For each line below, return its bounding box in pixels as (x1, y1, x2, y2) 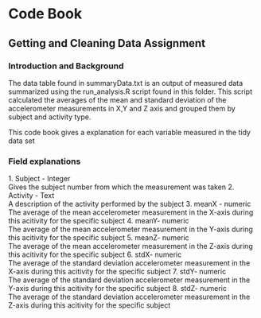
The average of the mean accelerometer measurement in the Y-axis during (8, 224, 253, 235)
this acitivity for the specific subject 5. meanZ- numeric (8, 233, 189, 242)
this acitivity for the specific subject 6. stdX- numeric (8, 250, 182, 259)
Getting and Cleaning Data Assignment (8, 37, 205, 50)
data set (8, 136, 36, 145)
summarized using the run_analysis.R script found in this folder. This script (8, 87, 253, 96)
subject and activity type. (8, 112, 92, 122)
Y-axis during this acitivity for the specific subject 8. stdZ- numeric (8, 284, 227, 293)
